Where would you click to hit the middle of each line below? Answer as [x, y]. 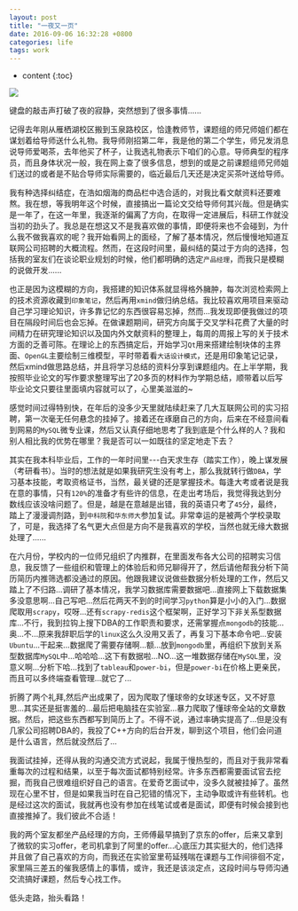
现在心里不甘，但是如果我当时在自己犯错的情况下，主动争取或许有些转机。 [145, 794]
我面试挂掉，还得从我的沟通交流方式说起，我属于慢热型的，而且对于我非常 [145, 760]
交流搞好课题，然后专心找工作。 [67, 879]
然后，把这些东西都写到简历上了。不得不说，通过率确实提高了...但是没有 [156, 719]
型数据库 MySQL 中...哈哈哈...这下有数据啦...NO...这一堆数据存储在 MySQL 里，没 [145, 656]
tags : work [29, 51]
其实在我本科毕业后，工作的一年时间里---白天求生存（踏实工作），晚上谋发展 [149, 460]
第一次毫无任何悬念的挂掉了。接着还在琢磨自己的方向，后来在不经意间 [153, 419]
